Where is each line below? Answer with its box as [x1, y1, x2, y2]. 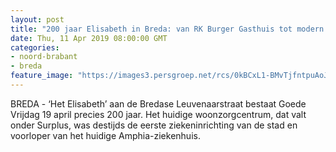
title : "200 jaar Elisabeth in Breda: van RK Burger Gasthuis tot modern [10, 24, 325, 34]
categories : [10, 42, 60, 53]
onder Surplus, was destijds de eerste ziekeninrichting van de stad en [10, 119, 298, 131]
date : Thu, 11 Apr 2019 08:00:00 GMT [10, 33, 168, 43]
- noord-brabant [10, 52, 78, 62]
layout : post [10, 14, 65, 25]
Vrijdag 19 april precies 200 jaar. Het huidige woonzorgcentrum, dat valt [10, 108, 307, 120]
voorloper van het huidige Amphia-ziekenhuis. [10, 129, 201, 141]
